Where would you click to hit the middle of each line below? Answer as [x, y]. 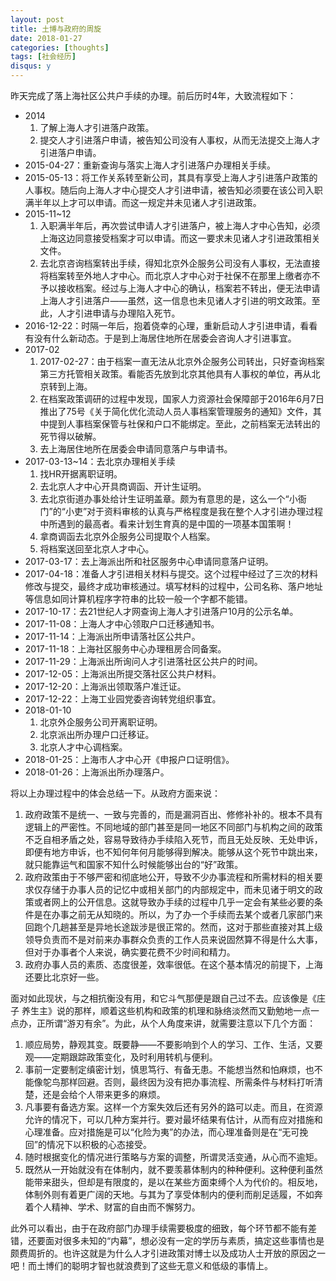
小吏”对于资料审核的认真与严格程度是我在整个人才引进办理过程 [194, 511]
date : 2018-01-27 [46, 38]
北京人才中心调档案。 [83, 747]
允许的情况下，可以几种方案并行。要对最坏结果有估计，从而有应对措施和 [173, 1119]
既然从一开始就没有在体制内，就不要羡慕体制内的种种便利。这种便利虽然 [173, 1169]
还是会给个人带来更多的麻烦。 [104, 1094]
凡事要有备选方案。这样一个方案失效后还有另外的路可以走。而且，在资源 [173, 1107]
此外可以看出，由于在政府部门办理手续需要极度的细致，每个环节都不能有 [159, 1228]
